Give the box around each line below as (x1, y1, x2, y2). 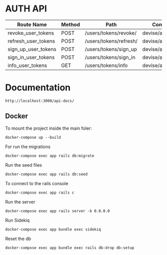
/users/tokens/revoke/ (84, 29, 137, 36)
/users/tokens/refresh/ (84, 37, 138, 44)
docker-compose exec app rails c (5, 190, 75, 195)
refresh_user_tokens (7, 37, 56, 44)
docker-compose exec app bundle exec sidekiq (5, 227, 101, 232)
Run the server (5, 199, 36, 205)
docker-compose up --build (5, 135, 61, 140)
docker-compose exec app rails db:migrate (5, 153, 94, 158)
